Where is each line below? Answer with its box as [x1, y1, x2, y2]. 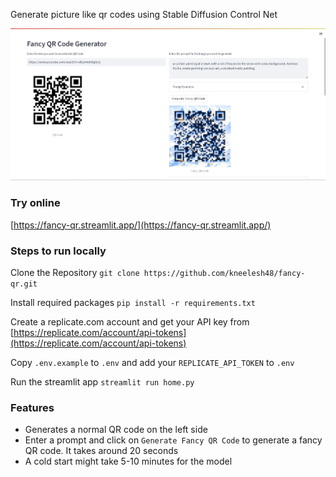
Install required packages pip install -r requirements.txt [10, 296, 256, 308]
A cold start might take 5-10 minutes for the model [24, 455, 233, 468]
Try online [10, 196, 61, 210]
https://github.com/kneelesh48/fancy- [143, 268, 306, 278]
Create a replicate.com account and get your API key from [10, 315, 250, 328]
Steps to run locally [10, 244, 107, 258]
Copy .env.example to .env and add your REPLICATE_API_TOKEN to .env [10, 356, 295, 368]
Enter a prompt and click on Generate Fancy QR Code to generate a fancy [24, 434, 323, 446]
